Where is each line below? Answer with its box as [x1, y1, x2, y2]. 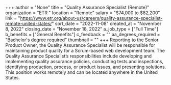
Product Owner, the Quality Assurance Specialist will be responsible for [5, 42, 156, 48]
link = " [5, 15, 20, 21]
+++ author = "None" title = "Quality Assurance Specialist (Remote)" [5, 5, 150, 10]
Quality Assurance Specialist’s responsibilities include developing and [5, 53, 152, 59]
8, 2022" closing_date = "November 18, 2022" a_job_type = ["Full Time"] [5, 26, 158, 32]
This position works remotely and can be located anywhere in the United [5, 69, 158, 75]
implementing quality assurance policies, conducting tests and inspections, [5, 59, 164, 64]
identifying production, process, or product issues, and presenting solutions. [5, 64, 166, 70]
